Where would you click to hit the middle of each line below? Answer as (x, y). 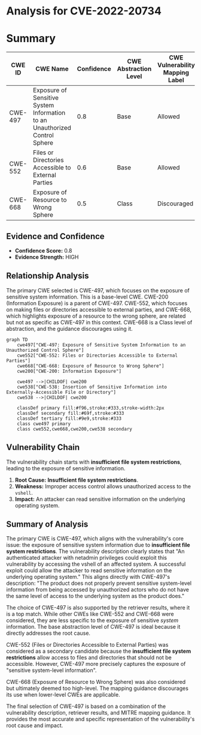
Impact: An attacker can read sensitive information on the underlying (100, 499)
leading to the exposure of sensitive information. (66, 468)
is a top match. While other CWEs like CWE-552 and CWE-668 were (90, 614)
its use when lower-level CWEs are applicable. (63, 695)
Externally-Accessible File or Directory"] (61, 392)
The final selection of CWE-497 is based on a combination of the (86, 706)
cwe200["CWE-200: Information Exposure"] (69, 371)
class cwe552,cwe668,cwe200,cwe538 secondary (75, 429)
